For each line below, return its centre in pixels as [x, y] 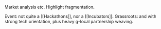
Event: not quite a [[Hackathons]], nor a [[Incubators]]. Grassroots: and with [80, 16]
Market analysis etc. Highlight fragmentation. [50, 7]
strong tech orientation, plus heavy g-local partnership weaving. [69, 22]
